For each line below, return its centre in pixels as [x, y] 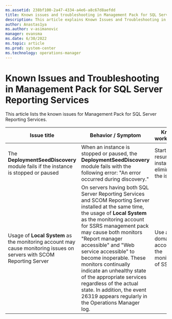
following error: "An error [111, 173]
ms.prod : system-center [31, 48]
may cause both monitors [112, 232]
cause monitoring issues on [41, 248]
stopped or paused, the [109, 154]
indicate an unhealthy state [114, 271]
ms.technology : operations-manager [43, 53]
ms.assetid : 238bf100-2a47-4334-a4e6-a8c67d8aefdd [60, 10]
